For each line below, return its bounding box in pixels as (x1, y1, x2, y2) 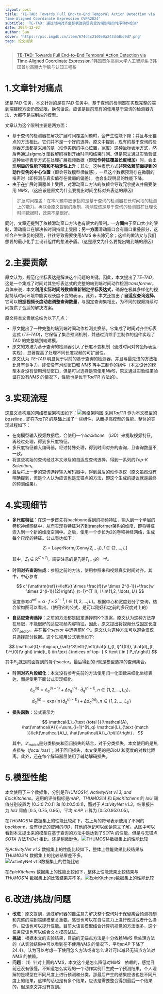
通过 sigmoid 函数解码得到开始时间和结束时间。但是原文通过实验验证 (20, 151, 157, 157)
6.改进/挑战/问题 (5, 893, 71, 905)
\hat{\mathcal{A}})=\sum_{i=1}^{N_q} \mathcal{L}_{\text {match (21, 724, 149, 730)
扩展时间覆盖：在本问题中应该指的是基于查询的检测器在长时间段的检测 (16, 197, 158, 203)
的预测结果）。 (12, 481, 40, 487)
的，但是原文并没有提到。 (12, 983, 64, 990)
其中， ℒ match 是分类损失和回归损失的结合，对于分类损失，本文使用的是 (12, 740, 154, 747)
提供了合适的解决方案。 (9, 304, 56, 310)
